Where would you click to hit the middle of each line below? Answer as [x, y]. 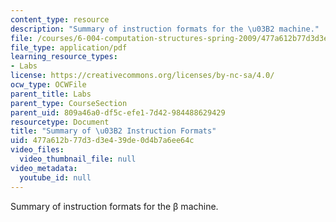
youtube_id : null [55, 177]
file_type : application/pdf [69, 47]
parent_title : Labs [51, 94]
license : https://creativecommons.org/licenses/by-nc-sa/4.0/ [142, 76]
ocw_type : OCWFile [48, 85]
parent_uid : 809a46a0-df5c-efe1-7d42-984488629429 [118, 112]
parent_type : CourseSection [69, 103]
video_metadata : [44, 168]
